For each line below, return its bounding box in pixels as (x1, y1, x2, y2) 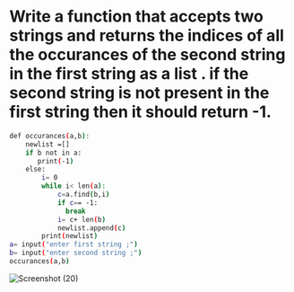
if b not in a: (25, 148, 82, 157)
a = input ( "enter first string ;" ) (9, 240, 139, 249)
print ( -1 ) (37, 156, 74, 165)
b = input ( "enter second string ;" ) (9, 249, 143, 258)
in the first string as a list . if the (9, 64, 249, 84)
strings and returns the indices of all (9, 25, 285, 46)
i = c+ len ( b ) (56, 215, 106, 224)
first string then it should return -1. (9, 102, 272, 122)
